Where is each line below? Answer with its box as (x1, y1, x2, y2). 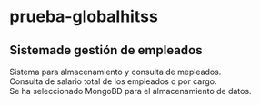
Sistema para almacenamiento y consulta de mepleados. (9, 66, 222, 77)
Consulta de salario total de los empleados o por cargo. (9, 76, 217, 87)
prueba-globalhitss (9, 6, 159, 27)
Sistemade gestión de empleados (9, 43, 203, 58)
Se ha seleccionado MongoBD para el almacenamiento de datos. (9, 86, 252, 96)
